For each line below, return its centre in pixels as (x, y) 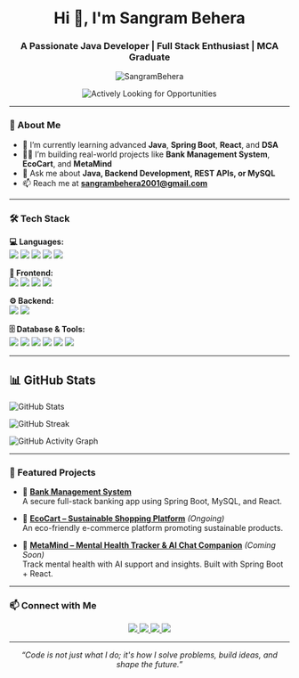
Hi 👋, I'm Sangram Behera (149, 18)
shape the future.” (149, 665)
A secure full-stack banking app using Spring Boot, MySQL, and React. (152, 502)
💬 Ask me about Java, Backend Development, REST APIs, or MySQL (149, 173)
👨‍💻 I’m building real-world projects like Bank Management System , (146, 154)
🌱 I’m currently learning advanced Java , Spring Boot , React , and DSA (150, 144)
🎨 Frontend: (31, 273)
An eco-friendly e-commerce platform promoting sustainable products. (152, 528)
